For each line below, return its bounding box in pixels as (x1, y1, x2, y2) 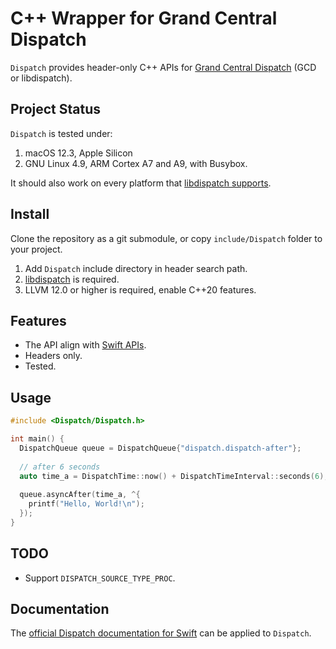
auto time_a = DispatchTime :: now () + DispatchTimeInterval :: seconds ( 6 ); (19, 471, 329, 481)
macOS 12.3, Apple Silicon (24, 147, 133, 159)
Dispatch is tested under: (10, 127, 113, 139)
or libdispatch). (10, 72, 73, 84)
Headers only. (24, 350, 83, 362)
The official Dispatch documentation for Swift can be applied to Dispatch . (10, 627, 312, 639)
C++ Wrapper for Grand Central (10, 7, 278, 30)
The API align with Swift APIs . (24, 339, 147, 351)
